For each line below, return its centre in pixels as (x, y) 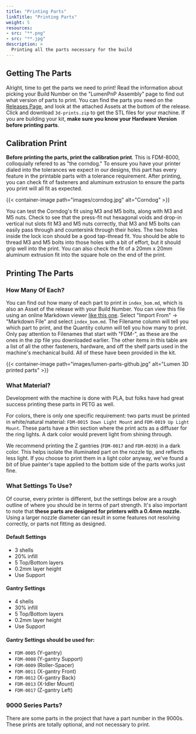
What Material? (28, 385)
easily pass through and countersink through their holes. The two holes (92, 230)
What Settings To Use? (39, 486)
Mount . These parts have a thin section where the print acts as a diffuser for (97, 428)
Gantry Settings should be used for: (50, 640)
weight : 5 (18, 22)
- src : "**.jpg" (26, 39)
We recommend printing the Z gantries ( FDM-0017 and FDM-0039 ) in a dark (93, 446)
